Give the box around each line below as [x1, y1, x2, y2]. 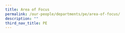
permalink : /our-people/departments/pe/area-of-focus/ [5, 12, 121, 16]
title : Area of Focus [5, 7, 50, 12]
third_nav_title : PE [5, 20, 48, 26]
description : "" [5, 16, 39, 21]
